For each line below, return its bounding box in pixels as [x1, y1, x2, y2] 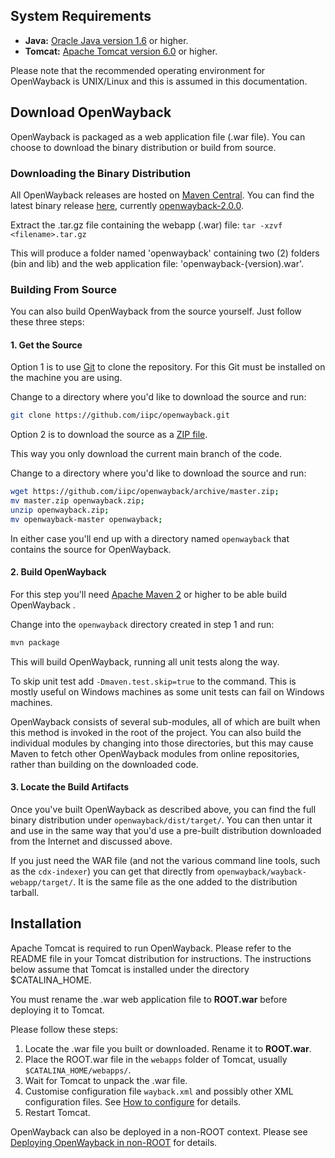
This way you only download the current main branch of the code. [10, 448, 283, 460]
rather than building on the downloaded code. [10, 758, 199, 770]
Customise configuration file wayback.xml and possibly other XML [24, 1085, 294, 1097]
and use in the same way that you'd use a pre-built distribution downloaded [10, 825, 322, 837]
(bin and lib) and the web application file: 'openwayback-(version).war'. [10, 257, 304, 269]
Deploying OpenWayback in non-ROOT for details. [10, 1136, 218, 1148]
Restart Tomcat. [24, 1106, 91, 1118]
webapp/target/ [10, 878, 74, 888]
